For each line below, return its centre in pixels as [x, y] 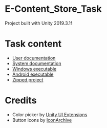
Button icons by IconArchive [42, 120]
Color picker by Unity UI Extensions [50, 114]
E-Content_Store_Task [53, 9]
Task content [33, 44]
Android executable [33, 74]
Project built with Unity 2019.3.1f [39, 23]
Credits [21, 101]
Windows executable [34, 69]
